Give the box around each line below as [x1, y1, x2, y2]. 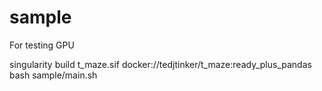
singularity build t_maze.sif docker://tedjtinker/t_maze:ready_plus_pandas [9, 58, 312, 70]
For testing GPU [9, 39, 75, 51]
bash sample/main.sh [9, 69, 98, 81]
